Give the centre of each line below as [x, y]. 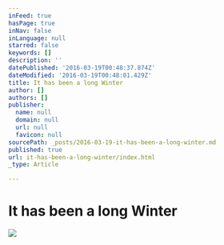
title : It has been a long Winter [66, 82]
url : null [32, 127]
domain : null [37, 120]
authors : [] [28, 98]
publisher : [26, 105]
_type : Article [34, 165]
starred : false [34, 46]
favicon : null [39, 135]
